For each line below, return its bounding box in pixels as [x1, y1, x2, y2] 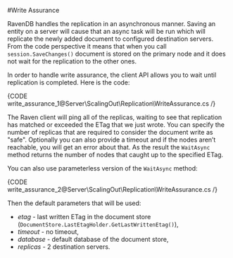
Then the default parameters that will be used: [7, 199, 141, 207]
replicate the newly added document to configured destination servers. [7, 35, 213, 43]
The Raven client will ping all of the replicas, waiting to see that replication [7, 113, 222, 121]
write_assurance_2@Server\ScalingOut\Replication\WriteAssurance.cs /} [7, 185, 218, 193]
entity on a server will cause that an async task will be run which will [7, 27, 206, 35]
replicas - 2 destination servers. [17, 242, 111, 251]
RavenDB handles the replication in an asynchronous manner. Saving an [7, 20, 216, 27]
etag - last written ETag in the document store [17, 213, 151, 221]
